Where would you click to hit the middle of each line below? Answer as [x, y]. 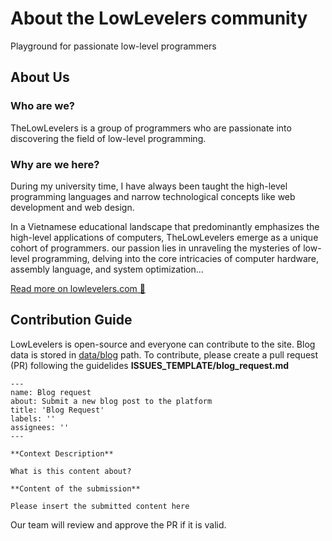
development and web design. [72, 207]
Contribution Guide [71, 320]
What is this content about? [71, 471]
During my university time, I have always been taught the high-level [149, 186]
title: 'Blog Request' [57, 410]
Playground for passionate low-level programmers [113, 46]
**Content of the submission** [75, 488]
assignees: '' [40, 427]
